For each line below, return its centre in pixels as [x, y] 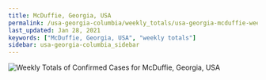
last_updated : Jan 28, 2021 [55, 30]
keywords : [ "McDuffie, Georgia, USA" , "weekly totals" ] [102, 38]
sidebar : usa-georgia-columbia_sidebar [74, 45]
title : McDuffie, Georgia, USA [60, 15]
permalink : [26, 23]
